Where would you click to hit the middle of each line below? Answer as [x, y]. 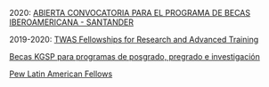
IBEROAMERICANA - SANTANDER [71, 22]
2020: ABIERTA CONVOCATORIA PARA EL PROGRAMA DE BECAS [130, 13]
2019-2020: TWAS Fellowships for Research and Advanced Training [134, 40]
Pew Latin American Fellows [61, 74]
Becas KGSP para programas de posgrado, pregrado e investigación [134, 56]
